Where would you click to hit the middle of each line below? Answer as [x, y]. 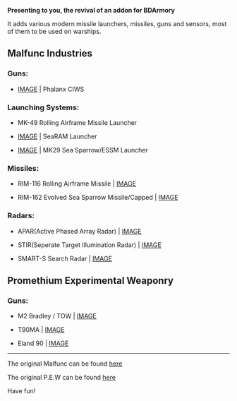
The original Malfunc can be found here [65, 364]
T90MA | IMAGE [41, 330]
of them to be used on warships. [54, 31]
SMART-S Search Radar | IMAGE [65, 258]
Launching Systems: [43, 107]
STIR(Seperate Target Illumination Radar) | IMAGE [90, 245]
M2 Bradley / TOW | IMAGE [57, 316]
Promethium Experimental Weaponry [91, 281]
